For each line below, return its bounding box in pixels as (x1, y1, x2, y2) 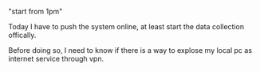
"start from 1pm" (8, 7, 63, 16)
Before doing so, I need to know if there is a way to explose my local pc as (8, 46, 253, 54)
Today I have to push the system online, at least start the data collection (8, 22, 245, 31)
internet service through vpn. (8, 54, 104, 63)
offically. (8, 31, 37, 39)
